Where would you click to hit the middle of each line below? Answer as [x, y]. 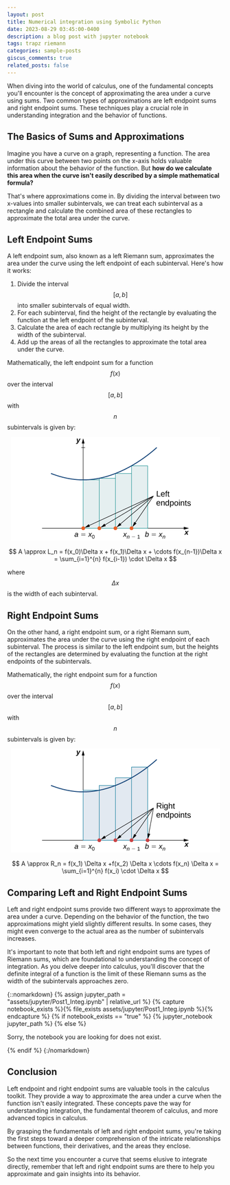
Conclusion [32, 1072]
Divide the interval [43, 284]
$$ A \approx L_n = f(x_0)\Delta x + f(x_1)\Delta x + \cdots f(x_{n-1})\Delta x [115, 552]
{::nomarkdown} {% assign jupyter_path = [66, 994]
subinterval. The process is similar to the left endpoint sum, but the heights [113, 647]
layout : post [26, 14]
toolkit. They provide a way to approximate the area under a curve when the [114, 1095]
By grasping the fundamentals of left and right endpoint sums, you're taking [114, 1131]
